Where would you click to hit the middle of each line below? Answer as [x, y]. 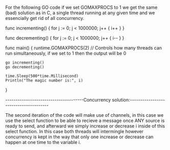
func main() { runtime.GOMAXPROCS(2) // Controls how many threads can [84, 48]
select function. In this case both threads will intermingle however [75, 131]
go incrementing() [25, 63]
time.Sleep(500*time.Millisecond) [42, 76]
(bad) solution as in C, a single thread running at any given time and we [80, 13]
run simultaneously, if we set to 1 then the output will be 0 [66, 53]
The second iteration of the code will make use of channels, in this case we [84, 115]
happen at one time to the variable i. [43, 142]
